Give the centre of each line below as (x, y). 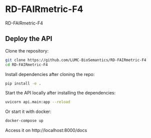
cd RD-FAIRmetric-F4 (27, 64)
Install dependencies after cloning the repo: (50, 74)
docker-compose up (24, 121)
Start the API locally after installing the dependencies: (60, 93)
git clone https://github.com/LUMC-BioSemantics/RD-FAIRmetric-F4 (76, 60)
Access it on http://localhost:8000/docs (46, 130)
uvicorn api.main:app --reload (38, 102)
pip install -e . (23, 83)
